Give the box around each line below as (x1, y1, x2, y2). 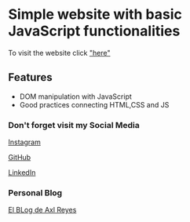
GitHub (8, 153, 31, 162)
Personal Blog (8, 187, 63, 198)
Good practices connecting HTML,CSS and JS (19, 100, 170, 109)
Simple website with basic (8, 5, 183, 24)
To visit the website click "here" (8, 48, 111, 57)
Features (8, 71, 53, 84)
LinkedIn (8, 168, 36, 177)
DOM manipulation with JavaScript (19, 92, 132, 101)
